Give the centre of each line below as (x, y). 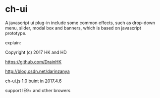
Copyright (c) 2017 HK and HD (36, 52)
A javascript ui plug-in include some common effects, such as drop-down (80, 23)
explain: (13, 42)
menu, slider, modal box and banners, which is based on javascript (73, 28)
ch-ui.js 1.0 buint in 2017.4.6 (33, 81)
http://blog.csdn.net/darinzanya (38, 71)
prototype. (16, 33)
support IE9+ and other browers (38, 90)
